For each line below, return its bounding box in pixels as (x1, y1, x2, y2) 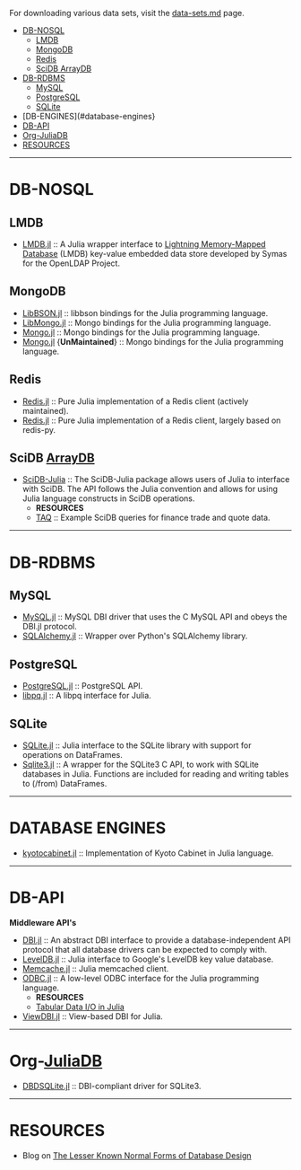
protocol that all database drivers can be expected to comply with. (21, 944, 268, 954)
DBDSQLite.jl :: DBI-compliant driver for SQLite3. (21, 1080, 202, 1091)
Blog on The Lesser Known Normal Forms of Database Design (21, 1149, 253, 1161)
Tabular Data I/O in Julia (35, 1001, 125, 1012)
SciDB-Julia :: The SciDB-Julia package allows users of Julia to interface (21, 474, 290, 485)
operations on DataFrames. (21, 750, 123, 761)
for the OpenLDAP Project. (21, 258, 121, 268)
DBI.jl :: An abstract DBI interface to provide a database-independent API (21, 934, 291, 946)
